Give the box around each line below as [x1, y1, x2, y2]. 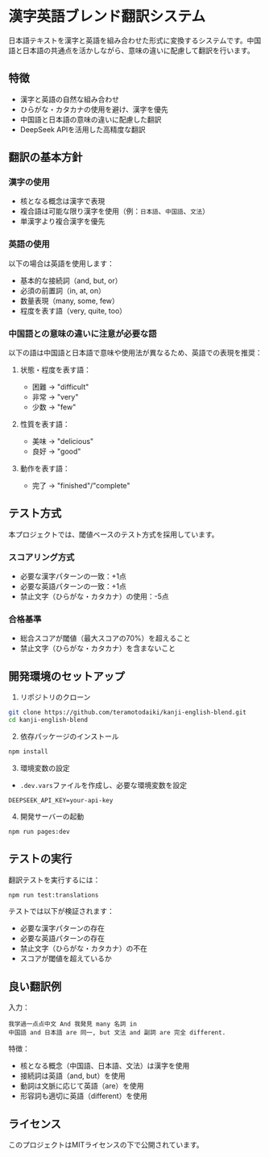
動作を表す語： [19, 464, 70, 474]
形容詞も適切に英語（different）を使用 [19, 1091, 147, 1101]
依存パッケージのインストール [19, 732, 119, 741]
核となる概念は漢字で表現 [19, 197, 106, 206]
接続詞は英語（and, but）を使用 [19, 1071, 126, 1080]
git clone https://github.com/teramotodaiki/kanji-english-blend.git [8, 708, 247, 717]
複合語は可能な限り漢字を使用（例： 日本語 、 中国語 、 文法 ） [19, 206, 209, 216]
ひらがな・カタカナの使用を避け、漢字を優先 [19, 104, 169, 114]
